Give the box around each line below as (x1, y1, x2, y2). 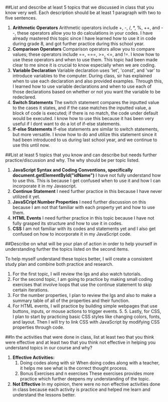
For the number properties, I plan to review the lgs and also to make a (12, 292, 156, 298)
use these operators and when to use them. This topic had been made (12, 57, 158, 62)
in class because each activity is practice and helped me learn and (12, 386, 150, 392)
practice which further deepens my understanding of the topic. (20, 376, 150, 381)
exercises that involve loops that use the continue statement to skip (12, 281, 152, 287)
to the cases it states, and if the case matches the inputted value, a (12, 105, 151, 111)
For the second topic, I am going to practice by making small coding (12, 276, 153, 282)
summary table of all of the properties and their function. (12, 297, 130, 304)
